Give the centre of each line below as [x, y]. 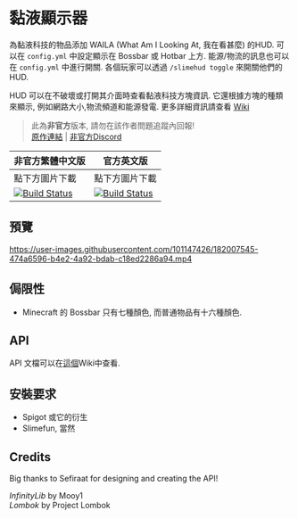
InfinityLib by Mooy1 [46, 495]
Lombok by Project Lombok [60, 505]
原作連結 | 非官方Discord [76, 136]
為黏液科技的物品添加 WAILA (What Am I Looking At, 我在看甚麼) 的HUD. [142, 45]
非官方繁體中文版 [50, 161]
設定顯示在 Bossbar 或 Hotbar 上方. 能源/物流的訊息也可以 [183, 55]
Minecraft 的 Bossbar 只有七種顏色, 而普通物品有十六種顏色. [132, 312]
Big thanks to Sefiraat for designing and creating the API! [114, 478]
